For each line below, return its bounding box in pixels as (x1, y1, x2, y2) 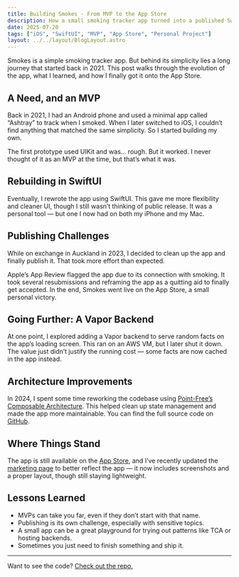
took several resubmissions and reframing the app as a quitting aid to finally (7, 278, 230, 286)
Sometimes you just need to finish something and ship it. (17, 541, 184, 549)
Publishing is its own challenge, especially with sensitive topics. (17, 518, 205, 527)
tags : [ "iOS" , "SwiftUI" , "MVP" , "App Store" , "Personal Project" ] (7, 30, 212, 38)
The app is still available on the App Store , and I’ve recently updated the (7, 456, 218, 465)
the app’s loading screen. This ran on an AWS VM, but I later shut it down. (7, 340, 223, 348)
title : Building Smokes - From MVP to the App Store (7, 10, 167, 18)
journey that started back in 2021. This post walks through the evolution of (7, 64, 225, 72)
